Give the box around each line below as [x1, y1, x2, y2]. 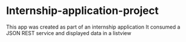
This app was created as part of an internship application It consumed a [6, 23, 181, 30]
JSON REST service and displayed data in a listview [6, 29, 131, 36]
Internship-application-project [6, 4, 159, 17]
